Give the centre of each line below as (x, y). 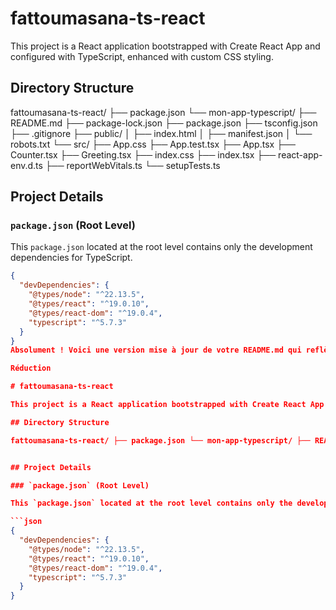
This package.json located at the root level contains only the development (161, 247)
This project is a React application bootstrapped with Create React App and (165, 46)
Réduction (31, 368)
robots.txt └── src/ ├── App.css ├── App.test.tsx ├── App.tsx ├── (153, 144)
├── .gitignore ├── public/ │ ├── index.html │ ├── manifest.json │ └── (161, 133)
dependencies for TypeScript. (71, 258)
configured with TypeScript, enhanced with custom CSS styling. (142, 56)
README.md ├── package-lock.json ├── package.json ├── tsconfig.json (164, 123)
